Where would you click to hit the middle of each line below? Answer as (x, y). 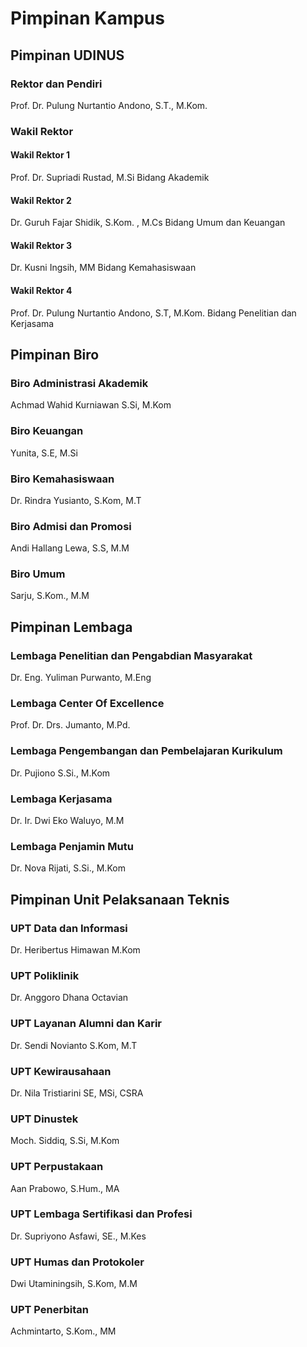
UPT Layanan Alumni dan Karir (86, 1024)
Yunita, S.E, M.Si (44, 453)
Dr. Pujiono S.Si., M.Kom (60, 773)
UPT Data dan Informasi (69, 928)
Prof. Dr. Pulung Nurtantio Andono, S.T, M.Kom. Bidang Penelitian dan (153, 313)
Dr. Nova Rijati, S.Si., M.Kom (68, 868)
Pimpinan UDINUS (67, 55)
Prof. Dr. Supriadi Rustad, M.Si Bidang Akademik (110, 177)
